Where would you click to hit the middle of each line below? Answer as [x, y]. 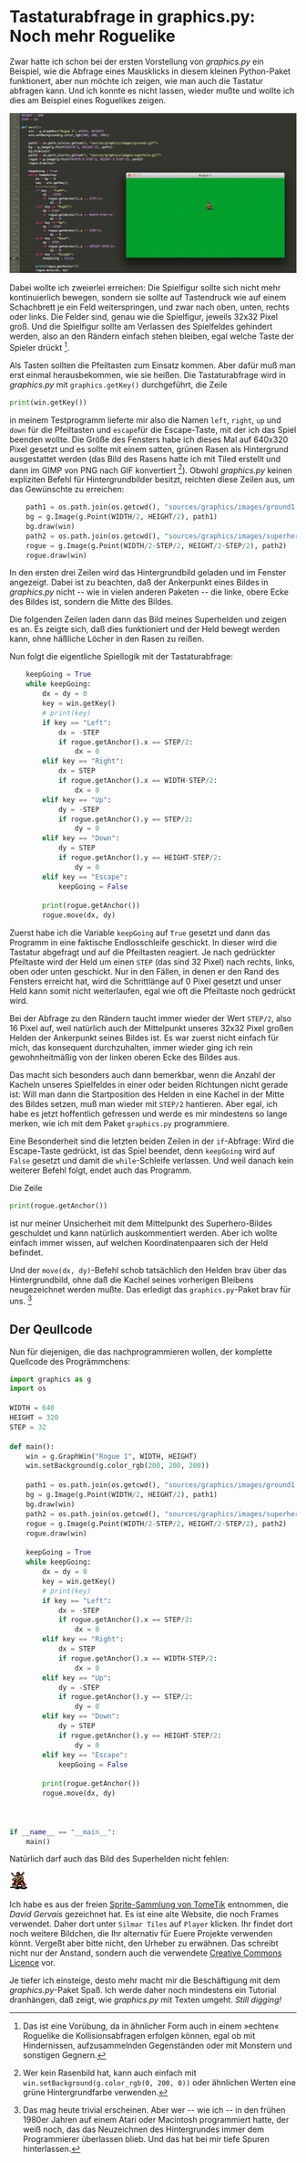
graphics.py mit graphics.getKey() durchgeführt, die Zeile [118, 385]
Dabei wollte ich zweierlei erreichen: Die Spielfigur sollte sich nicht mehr [145, 287]
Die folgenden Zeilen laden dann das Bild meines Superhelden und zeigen [148, 619]
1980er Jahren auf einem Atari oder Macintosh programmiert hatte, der [156, 2120]
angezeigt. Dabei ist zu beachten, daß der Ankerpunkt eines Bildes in [139, 583]
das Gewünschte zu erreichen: [67, 490]
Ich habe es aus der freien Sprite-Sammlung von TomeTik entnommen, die [149, 1904]
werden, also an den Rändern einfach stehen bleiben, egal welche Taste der [152, 336]
